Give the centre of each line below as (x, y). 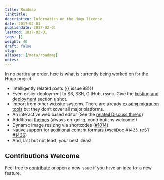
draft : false (18, 46)
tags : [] (14, 37)
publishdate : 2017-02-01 (30, 28)
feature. (13, 173)
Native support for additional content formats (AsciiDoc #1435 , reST (81, 130)
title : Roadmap (21, 10)
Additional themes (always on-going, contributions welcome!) (75, 120)
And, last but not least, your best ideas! (52, 141)
